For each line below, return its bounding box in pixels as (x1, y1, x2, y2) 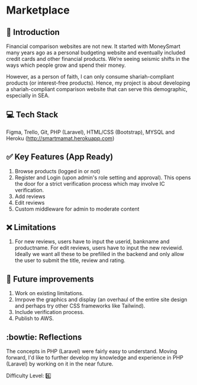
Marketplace (6, 4, 70, 17)
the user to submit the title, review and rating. (14, 257, 126, 264)
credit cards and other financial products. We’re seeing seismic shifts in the (6, 56, 190, 62)
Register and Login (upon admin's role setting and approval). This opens (14, 174, 191, 181)
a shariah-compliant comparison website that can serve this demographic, (6, 86, 188, 92)
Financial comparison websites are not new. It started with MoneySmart (6, 43, 180, 50)
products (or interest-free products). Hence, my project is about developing (6, 79, 190, 86)
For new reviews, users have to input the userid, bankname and (14, 238, 170, 245)
